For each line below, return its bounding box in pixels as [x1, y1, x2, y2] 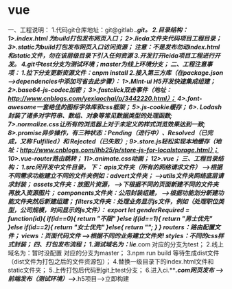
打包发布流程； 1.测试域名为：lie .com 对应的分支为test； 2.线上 [45, 240, 224, 248]
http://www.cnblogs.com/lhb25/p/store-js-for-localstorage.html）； [20, 146, 219, 154]
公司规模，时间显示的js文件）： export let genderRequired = [19, 205, 190, 214]
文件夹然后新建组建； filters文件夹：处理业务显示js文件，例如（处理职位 [13, 197, 218, 205]
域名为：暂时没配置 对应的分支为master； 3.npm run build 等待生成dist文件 [8, 248, 220, 257]
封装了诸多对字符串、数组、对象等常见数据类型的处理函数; [8, 111, 172, 119]
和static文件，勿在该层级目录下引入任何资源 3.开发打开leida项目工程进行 [8, 51, 215, 60]
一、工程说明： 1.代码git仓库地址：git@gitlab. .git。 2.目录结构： [8, 25, 188, 34]
